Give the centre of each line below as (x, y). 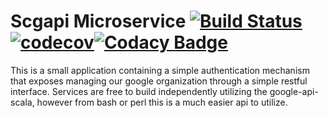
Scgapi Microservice (98, 21)
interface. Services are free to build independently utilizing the (139, 91)
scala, (22, 102)
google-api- (294, 91)
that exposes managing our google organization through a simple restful (159, 81)
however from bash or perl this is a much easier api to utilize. (162, 102)
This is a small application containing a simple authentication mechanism (160, 70)
